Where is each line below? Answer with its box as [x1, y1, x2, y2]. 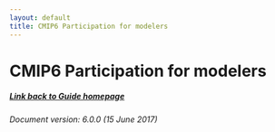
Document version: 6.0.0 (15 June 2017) [9, 114, 158, 125]
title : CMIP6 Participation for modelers [9, 22, 169, 31]
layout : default [9, 13, 71, 23]
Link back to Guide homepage [9, 91, 125, 102]
